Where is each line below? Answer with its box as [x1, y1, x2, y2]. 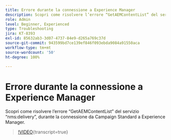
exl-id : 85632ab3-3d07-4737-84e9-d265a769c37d [5, 36, 106, 41]
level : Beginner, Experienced [5, 21, 70, 27]
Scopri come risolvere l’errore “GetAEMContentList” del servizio [5, 109, 139, 115]
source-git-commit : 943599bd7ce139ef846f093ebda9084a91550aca [5, 41, 140, 46]
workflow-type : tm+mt [5, 45, 51, 50]
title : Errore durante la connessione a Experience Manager [5, 7, 136, 13]
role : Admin [5, 17, 31, 22]
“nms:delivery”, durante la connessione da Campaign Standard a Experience [5, 114, 165, 120]
